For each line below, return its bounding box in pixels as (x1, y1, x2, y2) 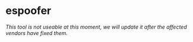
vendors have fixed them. (5, 29, 68, 36)
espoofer (5, 4, 52, 17)
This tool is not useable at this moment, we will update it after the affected (5, 23, 187, 30)
